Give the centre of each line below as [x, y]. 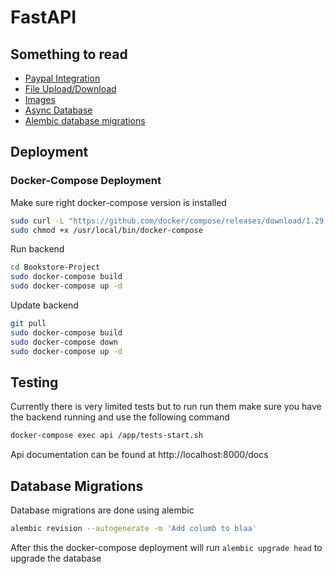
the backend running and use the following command [120, 417]
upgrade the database [56, 558]
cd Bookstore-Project [55, 267]
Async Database [58, 110]
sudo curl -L [37, 221]
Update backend [44, 305]
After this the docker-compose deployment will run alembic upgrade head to [166, 547]
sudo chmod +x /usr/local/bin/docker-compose [106, 230]
